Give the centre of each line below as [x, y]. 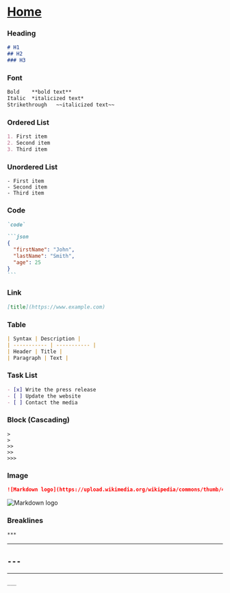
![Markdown [23, 490]
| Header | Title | [35, 351]
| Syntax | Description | [44, 339]
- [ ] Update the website [44, 396]
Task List [22, 376]
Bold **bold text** [39, 92]
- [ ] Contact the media [42, 402]
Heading [22, 34]
